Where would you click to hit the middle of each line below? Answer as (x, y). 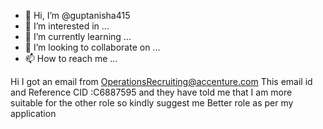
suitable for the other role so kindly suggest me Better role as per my (152, 103)
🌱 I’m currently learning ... (78, 36)
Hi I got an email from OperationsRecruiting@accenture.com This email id (161, 81)
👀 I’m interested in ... (67, 26)
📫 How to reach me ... (71, 58)
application (33, 113)
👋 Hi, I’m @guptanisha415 (77, 15)
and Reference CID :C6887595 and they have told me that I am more (151, 92)
